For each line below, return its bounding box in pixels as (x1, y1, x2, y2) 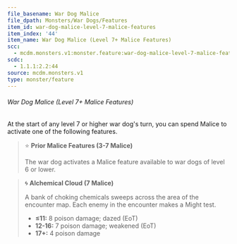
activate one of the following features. (7, 127, 118, 135)
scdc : (7, 56, 23, 63)
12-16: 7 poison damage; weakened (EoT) (35, 221, 157, 230)
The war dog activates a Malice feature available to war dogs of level (24, 157, 225, 166)
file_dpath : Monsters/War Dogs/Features (7, 17, 128, 24)
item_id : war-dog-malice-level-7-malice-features (7, 23, 157, 30)
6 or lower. (24, 165, 56, 173)
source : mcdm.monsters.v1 (7, 69, 83, 76)
